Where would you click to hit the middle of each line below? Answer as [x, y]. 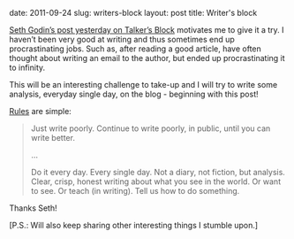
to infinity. [27, 67]
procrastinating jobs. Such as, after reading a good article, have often [136, 49]
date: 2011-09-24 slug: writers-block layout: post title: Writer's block [133, 13]
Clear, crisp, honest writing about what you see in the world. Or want [155, 181]
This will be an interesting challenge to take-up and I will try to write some [143, 85]
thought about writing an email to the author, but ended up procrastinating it [147, 58]
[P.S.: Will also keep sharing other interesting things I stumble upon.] [134, 225]
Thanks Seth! [33, 208]
